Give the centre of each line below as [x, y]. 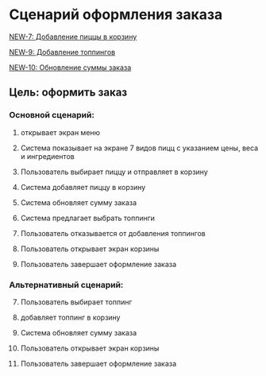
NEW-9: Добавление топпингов [62, 52]
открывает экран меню [60, 132]
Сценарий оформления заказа [116, 15]
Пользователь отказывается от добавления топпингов [113, 233]
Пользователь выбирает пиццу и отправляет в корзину [114, 172]
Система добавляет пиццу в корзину [83, 187]
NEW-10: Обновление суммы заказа [70, 67]
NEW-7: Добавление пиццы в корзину [73, 37]
